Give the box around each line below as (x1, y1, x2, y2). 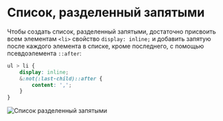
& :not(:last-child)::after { (19, 75, 103, 82)
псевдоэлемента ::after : (7, 49, 82, 57)
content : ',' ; (32, 81, 72, 88)
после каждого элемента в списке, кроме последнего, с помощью (7, 42, 204, 50)
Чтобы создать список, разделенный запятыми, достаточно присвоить (7, 27, 216, 36)
